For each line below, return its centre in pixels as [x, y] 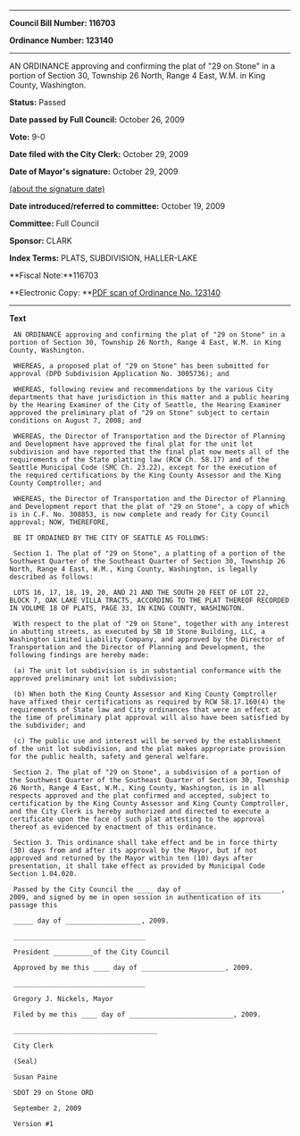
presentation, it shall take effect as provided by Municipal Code [137, 866]
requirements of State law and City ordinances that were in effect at [145, 710]
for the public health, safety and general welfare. [109, 756]
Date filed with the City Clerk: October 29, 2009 [99, 154]
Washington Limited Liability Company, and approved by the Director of [147, 639]
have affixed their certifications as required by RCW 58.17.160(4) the [147, 702]
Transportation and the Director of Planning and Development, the [137, 647]
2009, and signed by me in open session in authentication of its [135, 898]
